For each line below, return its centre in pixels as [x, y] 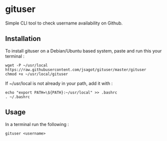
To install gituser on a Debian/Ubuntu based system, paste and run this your [83, 50]
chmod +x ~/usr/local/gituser [37, 74]
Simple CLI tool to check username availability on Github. [64, 23]
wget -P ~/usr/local [27, 65]
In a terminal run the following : [37, 124]
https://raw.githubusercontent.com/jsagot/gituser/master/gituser [76, 69]
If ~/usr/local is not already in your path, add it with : [59, 83]
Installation [23, 39]
